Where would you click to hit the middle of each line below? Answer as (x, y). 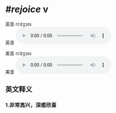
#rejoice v (27, 9)
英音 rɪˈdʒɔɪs (18, 24)
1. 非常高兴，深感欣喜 (31, 105)
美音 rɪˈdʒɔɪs (18, 53)
